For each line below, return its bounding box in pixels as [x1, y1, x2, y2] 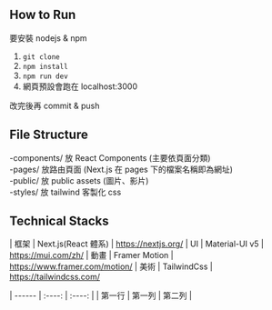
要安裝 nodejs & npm [9, 32, 88, 44]
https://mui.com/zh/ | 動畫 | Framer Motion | [9, 250, 175, 261]
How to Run [9, 7, 76, 23]
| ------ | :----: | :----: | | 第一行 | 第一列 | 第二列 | [9, 290, 193, 301]
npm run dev [22, 72, 68, 81]
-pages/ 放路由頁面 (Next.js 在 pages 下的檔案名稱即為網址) [9, 164, 234, 175]
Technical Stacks [9, 214, 109, 229]
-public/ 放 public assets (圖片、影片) [9, 175, 149, 185]
